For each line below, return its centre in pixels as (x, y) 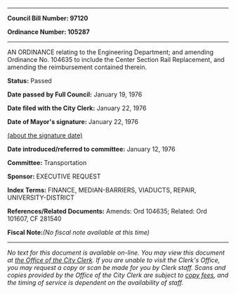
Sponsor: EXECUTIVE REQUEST (54, 176)
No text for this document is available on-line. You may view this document (116, 252)
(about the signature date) (45, 135)
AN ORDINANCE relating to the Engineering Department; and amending (111, 52)
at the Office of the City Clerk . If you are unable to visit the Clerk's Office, (114, 260)
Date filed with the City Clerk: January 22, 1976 (77, 108)
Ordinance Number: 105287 (48, 32)
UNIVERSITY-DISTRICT (41, 197)
